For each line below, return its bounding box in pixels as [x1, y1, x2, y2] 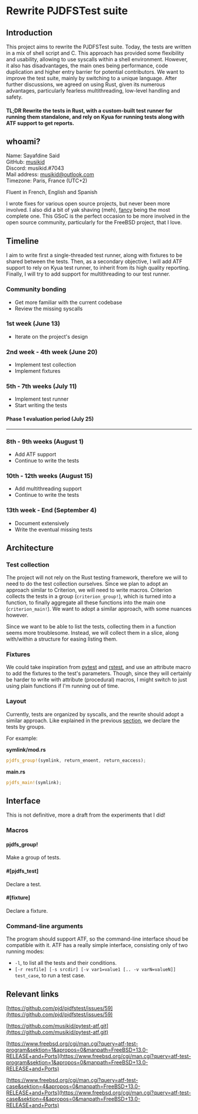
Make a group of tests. [6, 854, 61, 861]
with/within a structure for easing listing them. [6, 635, 118, 643]
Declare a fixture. [6, 907, 48, 914]
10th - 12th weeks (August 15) [6, 471, 93, 480]
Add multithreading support [14, 485, 82, 492]
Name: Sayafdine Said [6, 152, 60, 159]
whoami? [6, 136, 41, 146]
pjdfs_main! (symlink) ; [6, 779, 62, 785]
